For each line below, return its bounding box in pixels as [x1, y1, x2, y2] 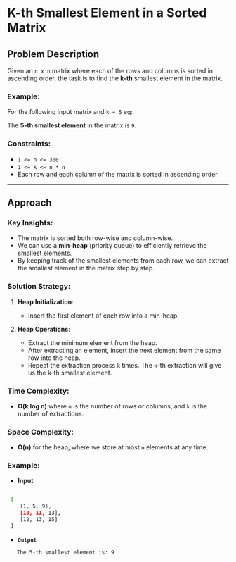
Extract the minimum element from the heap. [27, 338, 157, 346]
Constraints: [7, 139, 51, 149]
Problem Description [7, 48, 100, 60]
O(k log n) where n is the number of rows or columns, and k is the [17, 401, 208, 410]
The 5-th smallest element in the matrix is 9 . [7, 121, 137, 130]
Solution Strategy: [7, 282, 71, 292]
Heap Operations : [17, 325, 70, 333]
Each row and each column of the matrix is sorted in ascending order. [17, 170, 219, 178]
